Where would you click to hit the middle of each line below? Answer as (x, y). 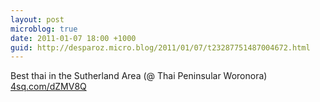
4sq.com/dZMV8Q (48, 87)
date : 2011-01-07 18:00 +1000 (73, 38)
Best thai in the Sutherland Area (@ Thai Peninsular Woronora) (139, 76)
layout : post (37, 19)
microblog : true (44, 29)
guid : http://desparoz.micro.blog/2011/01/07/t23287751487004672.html (160, 47)
